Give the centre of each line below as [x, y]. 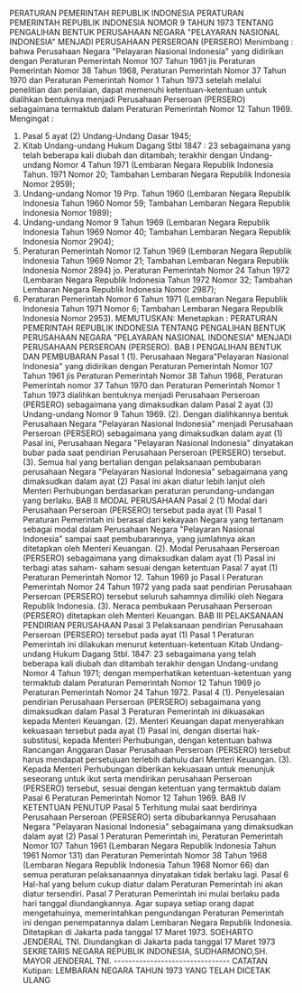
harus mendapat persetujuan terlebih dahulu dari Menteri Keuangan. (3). [157, 759]
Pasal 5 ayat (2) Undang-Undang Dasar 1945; [107, 136]
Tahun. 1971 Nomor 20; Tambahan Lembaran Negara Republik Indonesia [156, 174]
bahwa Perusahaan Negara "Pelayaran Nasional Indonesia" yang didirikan [146, 51]
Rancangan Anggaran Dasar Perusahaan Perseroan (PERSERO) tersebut [156, 750]
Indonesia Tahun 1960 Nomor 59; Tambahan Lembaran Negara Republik [156, 203]
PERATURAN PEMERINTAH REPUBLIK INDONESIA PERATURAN [127, 13]
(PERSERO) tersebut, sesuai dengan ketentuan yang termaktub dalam [151, 788]
